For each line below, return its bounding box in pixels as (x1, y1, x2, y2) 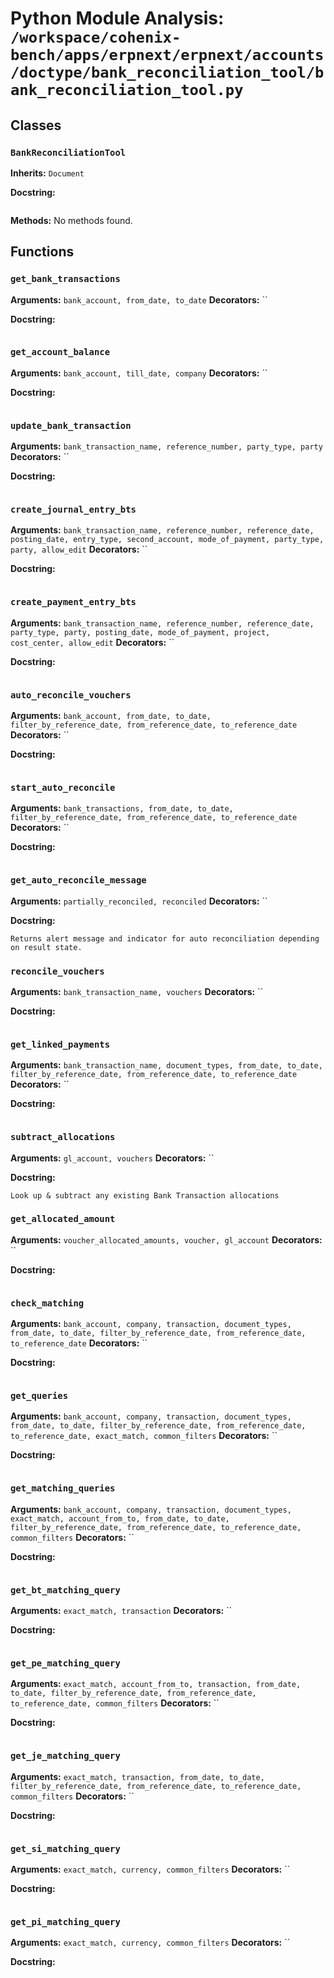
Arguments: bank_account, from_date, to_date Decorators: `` (10, 293, 268, 306)
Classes (10, 117, 62, 134)
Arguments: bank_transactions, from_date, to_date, (10, 802, 234, 814)
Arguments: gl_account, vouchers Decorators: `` (10, 1152, 215, 1164)
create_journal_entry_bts (10, 504, 137, 516)
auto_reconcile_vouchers (10, 689, 132, 701)
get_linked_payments (10, 1038, 111, 1050)
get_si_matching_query (10, 1843, 121, 1854)
